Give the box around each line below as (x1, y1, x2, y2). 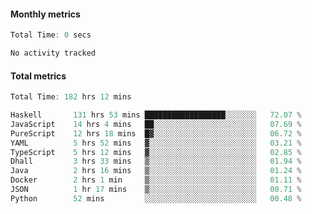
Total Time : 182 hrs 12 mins (10, 92, 132, 102)
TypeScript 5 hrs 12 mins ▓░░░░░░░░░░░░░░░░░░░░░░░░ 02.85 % (10, 147, 302, 157)
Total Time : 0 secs (10, 30, 92, 40)
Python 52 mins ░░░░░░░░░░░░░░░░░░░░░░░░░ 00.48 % (10, 193, 302, 204)
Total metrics (10, 70, 67, 82)
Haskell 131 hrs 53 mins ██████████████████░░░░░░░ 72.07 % (10, 110, 302, 120)
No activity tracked (10, 48, 97, 59)
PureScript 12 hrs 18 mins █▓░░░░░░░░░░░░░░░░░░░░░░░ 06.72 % (10, 128, 302, 139)
